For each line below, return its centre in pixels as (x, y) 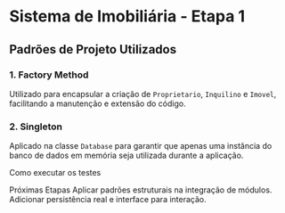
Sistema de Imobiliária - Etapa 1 (127, 16)
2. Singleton (36, 127)
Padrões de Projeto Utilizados (93, 49)
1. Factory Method (49, 75)
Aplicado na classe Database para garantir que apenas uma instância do (141, 146)
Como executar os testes (55, 173)
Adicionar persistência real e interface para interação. (108, 200)
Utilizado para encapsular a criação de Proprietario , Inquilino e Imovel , (143, 94)
